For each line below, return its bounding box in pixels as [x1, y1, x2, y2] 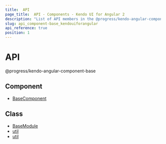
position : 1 [5, 30, 30, 35]
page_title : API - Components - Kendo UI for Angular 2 [5, 12, 125, 17]
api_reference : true [5, 26, 48, 31]
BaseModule [12, 123, 38, 129]
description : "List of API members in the [5, 16, 94, 21]
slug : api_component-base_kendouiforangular [5, 21, 98, 26]
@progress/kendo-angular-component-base [5, 68, 96, 74]
